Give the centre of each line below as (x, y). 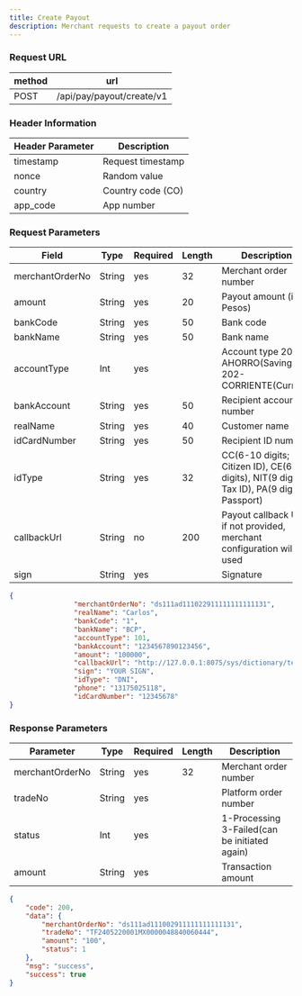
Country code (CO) (143, 191)
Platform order (252, 792)
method (31, 80)
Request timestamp (144, 161)
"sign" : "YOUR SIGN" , (114, 672)
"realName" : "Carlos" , (116, 613)
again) (235, 852)
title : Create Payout (50, 18)
